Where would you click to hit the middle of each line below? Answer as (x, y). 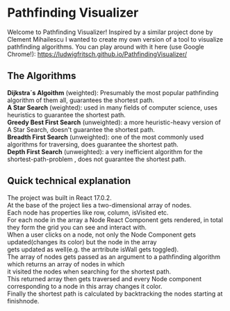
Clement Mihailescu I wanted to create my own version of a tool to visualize (115, 39)
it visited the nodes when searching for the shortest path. (89, 271)
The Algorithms (42, 76)
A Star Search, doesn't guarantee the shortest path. (81, 129)
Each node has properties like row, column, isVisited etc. (88, 212)
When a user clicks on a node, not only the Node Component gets (102, 235)
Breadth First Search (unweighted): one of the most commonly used (106, 137)
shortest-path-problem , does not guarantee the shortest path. (97, 159)
